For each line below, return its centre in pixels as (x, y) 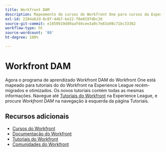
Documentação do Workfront (42, 134)
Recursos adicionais (37, 117)
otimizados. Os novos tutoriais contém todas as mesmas (86, 90)
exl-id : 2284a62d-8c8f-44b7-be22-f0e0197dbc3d (54, 19)
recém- (142, 85)
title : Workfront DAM (27, 10)
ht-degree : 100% (22, 38)
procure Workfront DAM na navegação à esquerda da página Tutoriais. (77, 101)
